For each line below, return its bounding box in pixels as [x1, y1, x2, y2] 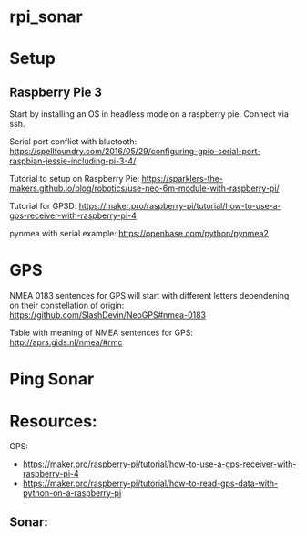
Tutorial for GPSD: [9, 201, 77, 212]
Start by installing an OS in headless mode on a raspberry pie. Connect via [9, 109, 290, 120]
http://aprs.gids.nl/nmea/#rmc [9, 337, 123, 348]
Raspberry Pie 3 [9, 84, 103, 100]
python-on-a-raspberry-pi [22, 488, 122, 499]
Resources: [9, 411, 97, 431]
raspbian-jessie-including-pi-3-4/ [9, 155, 137, 166]
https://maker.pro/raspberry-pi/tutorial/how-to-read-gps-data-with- [22, 478, 279, 489]
